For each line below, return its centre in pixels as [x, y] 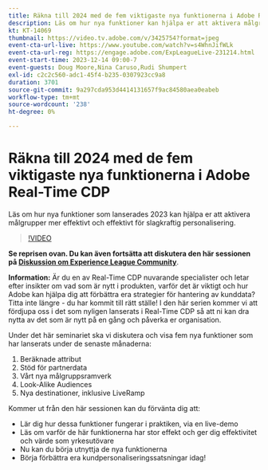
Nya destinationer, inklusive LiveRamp [82, 393]
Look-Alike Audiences [56, 384]
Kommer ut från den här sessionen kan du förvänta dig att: [104, 408]
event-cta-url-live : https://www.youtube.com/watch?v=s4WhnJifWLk [121, 45]
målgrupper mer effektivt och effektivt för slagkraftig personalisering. [122, 222]
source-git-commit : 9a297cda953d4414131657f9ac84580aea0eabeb [114, 90]
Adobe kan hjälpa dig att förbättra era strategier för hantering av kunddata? [132, 294]
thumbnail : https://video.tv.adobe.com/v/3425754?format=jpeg [114, 38]
